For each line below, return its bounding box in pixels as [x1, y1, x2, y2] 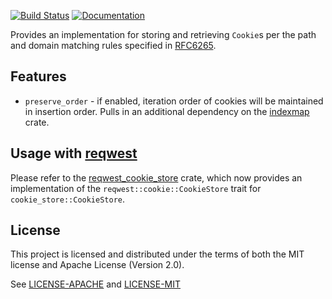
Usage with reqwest [10, 145, 138, 162]
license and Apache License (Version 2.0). [10, 259, 185, 271]
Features [10, 68, 67, 85]
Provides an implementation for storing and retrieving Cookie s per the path [10, 29, 317, 40]
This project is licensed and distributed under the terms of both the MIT [10, 248, 305, 260]
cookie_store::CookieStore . [10, 193, 126, 205]
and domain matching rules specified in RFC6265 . [10, 40, 217, 51]
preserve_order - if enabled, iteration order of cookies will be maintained [24, 95, 324, 107]
